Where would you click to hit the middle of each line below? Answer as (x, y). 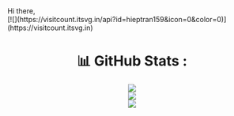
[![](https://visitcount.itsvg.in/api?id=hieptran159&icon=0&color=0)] (117, 19)
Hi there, (21, 11)
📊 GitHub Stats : (132, 61)
